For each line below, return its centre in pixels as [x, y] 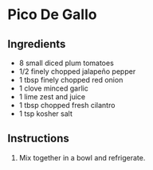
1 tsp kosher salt [45, 114]
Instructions [38, 139]
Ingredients [37, 44]
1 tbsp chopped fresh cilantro [67, 105]
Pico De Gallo [52, 15]
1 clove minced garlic [53, 88]
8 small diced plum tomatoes [67, 63]
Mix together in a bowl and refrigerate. [82, 157]
